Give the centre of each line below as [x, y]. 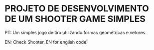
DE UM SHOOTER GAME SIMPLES [75, 19]
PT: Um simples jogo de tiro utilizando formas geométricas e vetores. [76, 32]
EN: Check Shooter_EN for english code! [46, 42]
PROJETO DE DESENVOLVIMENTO [77, 9]
